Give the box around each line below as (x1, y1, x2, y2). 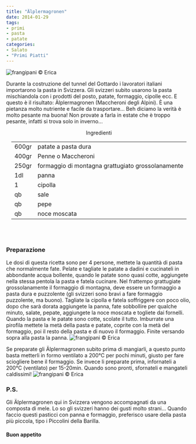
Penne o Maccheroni (37, 152, 95, 160)
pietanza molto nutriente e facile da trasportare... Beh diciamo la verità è (6, 105, 181, 112)
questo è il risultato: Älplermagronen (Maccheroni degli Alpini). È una (6, 98, 173, 106)
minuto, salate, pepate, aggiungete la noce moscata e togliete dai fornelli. (6, 309, 184, 316)
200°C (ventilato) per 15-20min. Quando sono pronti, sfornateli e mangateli (6, 364, 188, 371)
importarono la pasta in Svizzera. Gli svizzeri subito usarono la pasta (6, 86, 172, 93)
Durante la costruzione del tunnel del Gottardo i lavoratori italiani (6, 80, 162, 87)
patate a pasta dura (37, 142, 91, 150)
